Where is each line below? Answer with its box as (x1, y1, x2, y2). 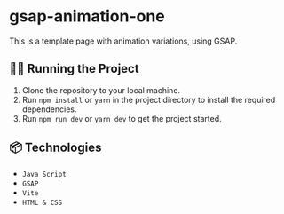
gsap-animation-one (9, 6, 166, 27)
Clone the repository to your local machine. (21, 84, 180, 95)
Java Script (21, 170, 67, 178)
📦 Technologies (9, 140, 102, 155)
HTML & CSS (21, 198, 63, 207)
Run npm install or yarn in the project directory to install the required (21, 94, 276, 105)
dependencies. (21, 104, 77, 115)
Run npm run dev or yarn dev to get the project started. (21, 113, 222, 123)
